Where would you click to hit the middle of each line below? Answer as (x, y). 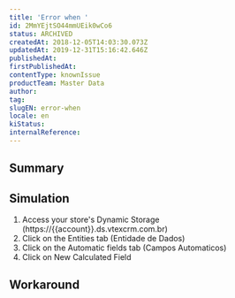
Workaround (45, 285)
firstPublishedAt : (43, 67)
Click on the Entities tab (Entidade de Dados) (103, 239)
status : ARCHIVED (41, 34)
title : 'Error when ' (49, 17)
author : (23, 91)
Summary (37, 168)
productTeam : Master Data (57, 83)
